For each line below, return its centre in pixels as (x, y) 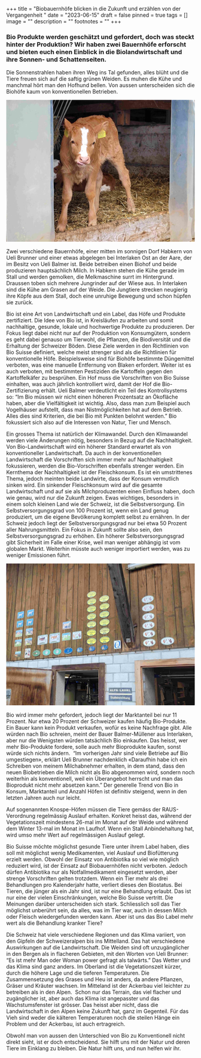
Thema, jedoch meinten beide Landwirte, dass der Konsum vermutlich (93, 479)
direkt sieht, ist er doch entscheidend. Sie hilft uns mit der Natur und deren (98, 1042)
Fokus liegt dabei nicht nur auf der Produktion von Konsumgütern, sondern (98, 333)
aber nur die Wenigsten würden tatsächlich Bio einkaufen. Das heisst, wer (97, 741)
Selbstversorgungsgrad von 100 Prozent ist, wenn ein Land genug (88, 511)
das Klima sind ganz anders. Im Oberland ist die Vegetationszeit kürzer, (94, 967)
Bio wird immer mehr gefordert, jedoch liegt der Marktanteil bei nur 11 (92, 715)
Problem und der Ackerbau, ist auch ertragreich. (66, 1024)
